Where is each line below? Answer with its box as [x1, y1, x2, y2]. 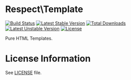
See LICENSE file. [5, 69, 42, 75]
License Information [5, 53, 91, 64]
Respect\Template [5, 4, 83, 15]
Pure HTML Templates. [5, 35, 53, 41]
